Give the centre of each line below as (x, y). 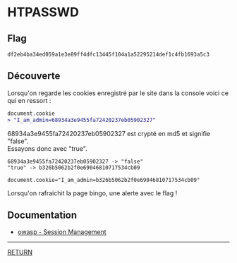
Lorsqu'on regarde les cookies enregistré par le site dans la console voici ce (118, 93)
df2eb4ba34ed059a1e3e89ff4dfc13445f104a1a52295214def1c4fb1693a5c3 (109, 54)
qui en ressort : (29, 100)
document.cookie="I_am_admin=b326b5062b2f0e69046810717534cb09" (104, 180)
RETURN (20, 252)
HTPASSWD (43, 12)
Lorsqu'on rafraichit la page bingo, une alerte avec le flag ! (92, 193)
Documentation (42, 215)
